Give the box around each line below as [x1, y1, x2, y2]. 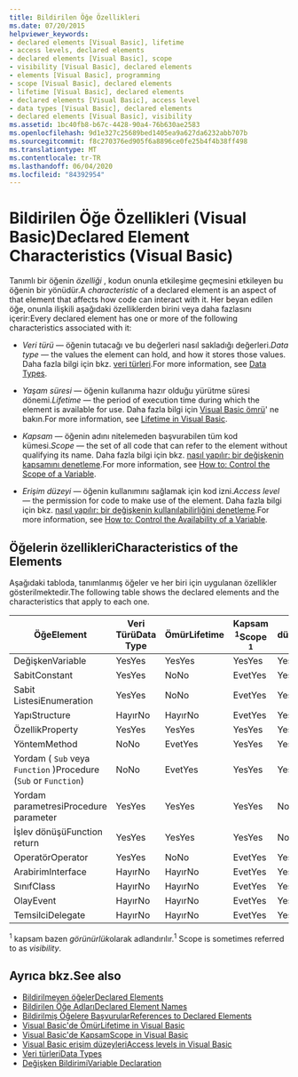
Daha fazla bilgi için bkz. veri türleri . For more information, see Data [21, 359, 267, 370]
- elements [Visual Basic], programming [9, 71, 161, 80]
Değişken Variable [13, 655, 87, 666]
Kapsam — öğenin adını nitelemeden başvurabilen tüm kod [21, 431, 238, 442]
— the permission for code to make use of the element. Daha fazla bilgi [21, 495, 282, 507]
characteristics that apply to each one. [9, 596, 150, 607]
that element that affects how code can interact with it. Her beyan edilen [9, 294, 273, 305]
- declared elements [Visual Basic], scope [9, 54, 173, 63]
